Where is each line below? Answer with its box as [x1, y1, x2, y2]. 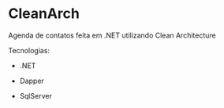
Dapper [19, 76, 45, 85]
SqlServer [19, 91, 53, 100]
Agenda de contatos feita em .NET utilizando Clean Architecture [8, 31, 216, 40]
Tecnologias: [8, 45, 50, 55]
